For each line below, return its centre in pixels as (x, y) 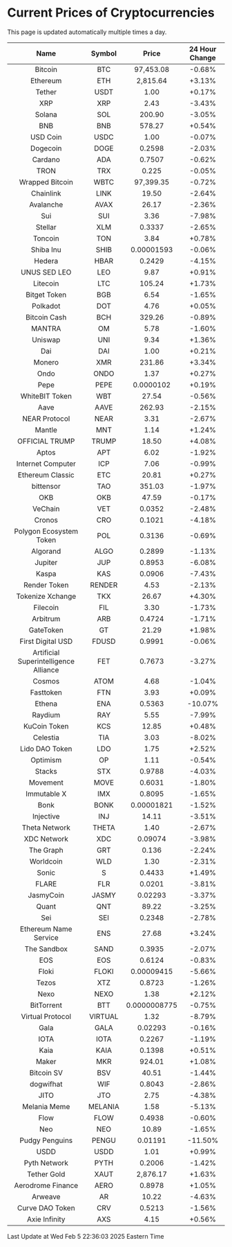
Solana (46, 114)
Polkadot (46, 306)
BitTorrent (46, 1005)
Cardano (46, 159)
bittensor (46, 486)
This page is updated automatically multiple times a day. (87, 32)
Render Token (46, 585)
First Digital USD (46, 641)
